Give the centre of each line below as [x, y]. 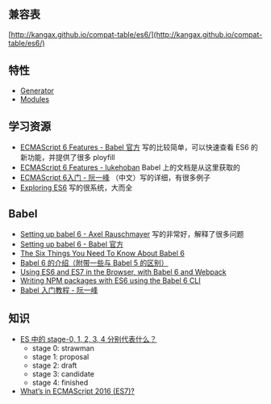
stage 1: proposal [60, 357]
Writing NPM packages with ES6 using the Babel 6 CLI [110, 280]
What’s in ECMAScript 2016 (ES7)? [77, 391]
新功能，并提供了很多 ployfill [67, 158]
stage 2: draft [54, 365]
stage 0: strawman [63, 348]
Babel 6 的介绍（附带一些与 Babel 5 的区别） [94, 263]
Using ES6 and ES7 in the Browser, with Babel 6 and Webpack [123, 272]
